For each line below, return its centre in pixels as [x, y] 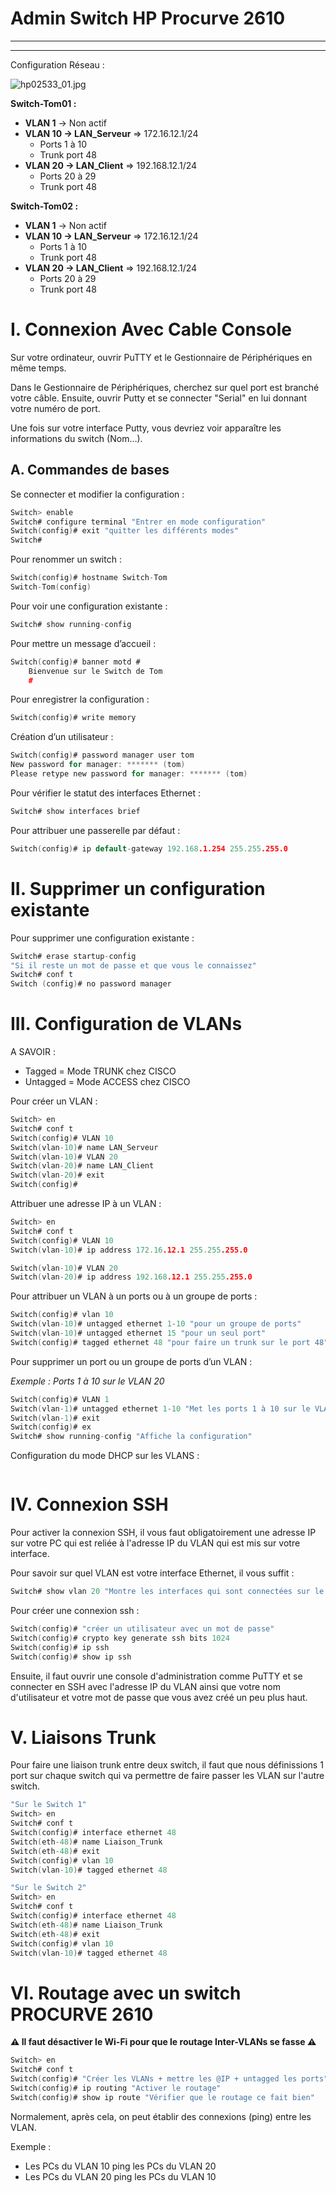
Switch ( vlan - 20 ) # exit [57, 1175]
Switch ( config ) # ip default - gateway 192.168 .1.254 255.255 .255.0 [149, 848]
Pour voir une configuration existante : [89, 606]
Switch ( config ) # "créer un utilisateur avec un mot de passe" [142, 1629]
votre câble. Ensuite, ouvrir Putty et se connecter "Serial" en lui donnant [158, 398]
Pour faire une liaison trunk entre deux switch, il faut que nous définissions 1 [167, 1765]
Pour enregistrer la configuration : [80, 699]
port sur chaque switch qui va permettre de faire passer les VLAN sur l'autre [167, 1776]
